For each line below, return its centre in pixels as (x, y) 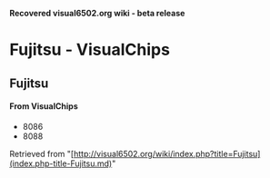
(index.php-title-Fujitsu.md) (61, 163)
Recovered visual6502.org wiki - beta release (97, 13)
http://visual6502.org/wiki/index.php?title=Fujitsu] (167, 153)
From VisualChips (44, 106)
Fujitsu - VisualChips (90, 50)
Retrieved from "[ (42, 153)
